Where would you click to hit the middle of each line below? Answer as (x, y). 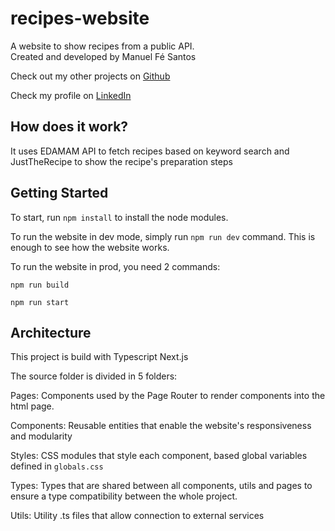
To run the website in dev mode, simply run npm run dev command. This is (163, 236)
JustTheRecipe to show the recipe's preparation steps (121, 161)
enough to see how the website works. (90, 247)
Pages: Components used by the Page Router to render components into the (168, 396)
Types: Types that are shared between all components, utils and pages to (161, 486)
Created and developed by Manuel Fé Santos (103, 56)
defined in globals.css (57, 466)
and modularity (41, 436)
